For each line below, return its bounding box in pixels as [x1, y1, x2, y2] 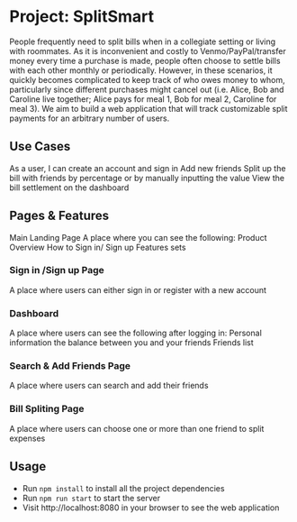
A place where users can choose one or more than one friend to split [9, 423, 265, 434]
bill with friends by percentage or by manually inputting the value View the [9, 172, 285, 183]
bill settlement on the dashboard [9, 182, 130, 193]
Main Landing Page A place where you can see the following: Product [9, 232, 267, 243]
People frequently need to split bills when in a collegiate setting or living [9, 36, 276, 47]
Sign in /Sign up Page [9, 264, 105, 277]
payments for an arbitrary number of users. [9, 113, 170, 124]
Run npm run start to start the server [22, 492, 161, 503]
